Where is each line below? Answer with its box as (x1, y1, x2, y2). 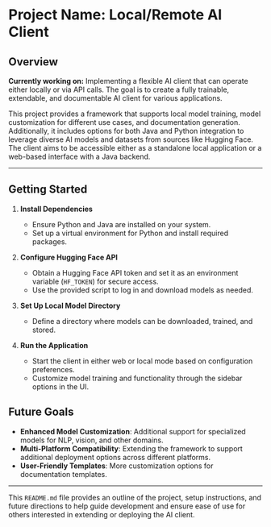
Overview (8, 55, 59, 68)
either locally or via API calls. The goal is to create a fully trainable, (8, 85, 230, 94)
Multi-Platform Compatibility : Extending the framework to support (19, 443, 244, 453)
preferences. (31, 364, 75, 374)
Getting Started (8, 183, 88, 197)
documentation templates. (19, 469, 107, 479)
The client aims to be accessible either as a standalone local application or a (8, 143, 262, 152)
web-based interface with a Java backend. (8, 151, 151, 161)
